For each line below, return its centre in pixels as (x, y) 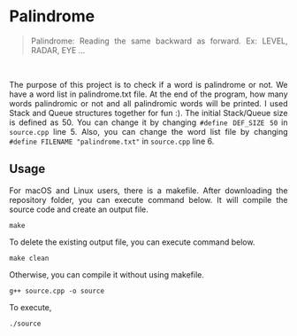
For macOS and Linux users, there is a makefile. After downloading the (148, 190)
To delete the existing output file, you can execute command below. (132, 242)
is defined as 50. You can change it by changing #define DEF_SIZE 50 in (148, 122)
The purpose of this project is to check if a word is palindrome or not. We (148, 84)
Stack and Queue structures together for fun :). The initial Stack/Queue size (148, 113)
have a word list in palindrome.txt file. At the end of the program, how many (148, 94)
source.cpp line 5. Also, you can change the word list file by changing (148, 131)
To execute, (30, 307)
